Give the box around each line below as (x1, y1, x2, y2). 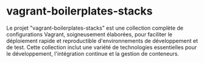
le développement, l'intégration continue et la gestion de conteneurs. (6, 50, 180, 57)
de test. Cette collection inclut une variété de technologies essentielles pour (6, 44, 197, 51)
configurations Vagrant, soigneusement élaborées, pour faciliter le (6, 30, 172, 38)
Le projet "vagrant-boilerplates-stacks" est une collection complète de (6, 24, 184, 31)
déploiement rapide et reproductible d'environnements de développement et (6, 37, 198, 44)
